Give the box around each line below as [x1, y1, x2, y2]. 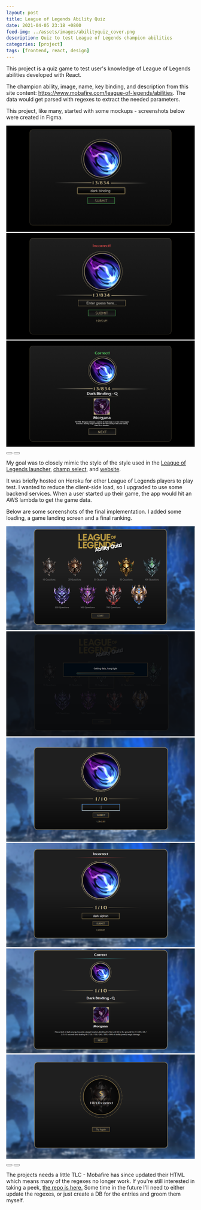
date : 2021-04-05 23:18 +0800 [6, 22, 82, 28]
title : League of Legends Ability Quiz [6, 16, 106, 22]
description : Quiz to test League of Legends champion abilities [6, 35, 172, 41]
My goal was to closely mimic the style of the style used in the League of [6, 459, 187, 466]
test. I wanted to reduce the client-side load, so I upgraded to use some [6, 484, 182, 491]
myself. [6, 1197, 25, 1204]
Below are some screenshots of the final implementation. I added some [6, 508, 181, 516]
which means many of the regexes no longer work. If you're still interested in [6, 1178, 195, 1185]
